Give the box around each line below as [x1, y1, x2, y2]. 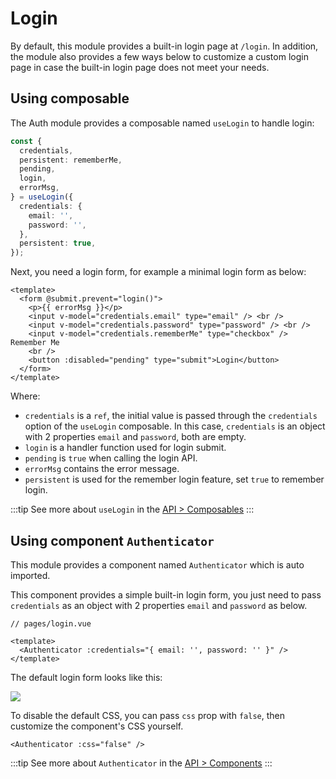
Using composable [10, 90, 130, 107]
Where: [10, 390, 41, 402]
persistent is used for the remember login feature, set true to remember [24, 473, 325, 486]
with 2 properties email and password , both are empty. [24, 431, 247, 443]
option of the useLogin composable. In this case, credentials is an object [24, 420, 326, 432]
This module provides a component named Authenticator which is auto [10, 558, 305, 571]
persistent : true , [19, 238, 97, 249]
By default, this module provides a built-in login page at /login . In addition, [10, 40, 319, 52]
